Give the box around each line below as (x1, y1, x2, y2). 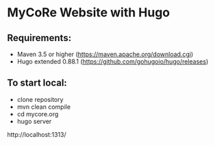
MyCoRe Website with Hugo (7, 5, 170, 21)
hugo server (16, 117, 52, 125)
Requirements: (7, 32, 72, 44)
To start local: (7, 77, 67, 89)
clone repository (16, 95, 64, 103)
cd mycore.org (16, 109, 59, 118)
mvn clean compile (16, 103, 71, 111)
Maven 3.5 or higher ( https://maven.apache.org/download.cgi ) (16, 50, 194, 58)
